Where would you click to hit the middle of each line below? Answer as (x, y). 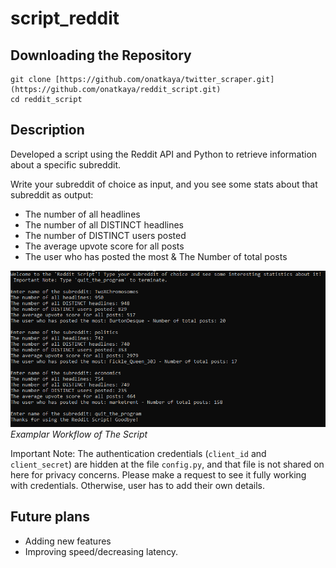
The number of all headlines (82, 214)
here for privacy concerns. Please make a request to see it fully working (158, 474)
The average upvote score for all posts (104, 246)
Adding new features (68, 541)
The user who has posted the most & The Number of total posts (156, 256)
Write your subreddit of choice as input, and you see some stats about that (164, 184)
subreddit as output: (52, 194)
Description (47, 130)
